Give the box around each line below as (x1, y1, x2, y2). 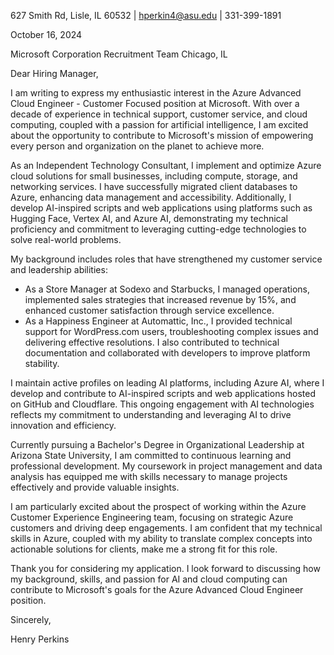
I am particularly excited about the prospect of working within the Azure (10, 501, 307, 512)
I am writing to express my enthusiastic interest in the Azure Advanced (10, 87, 302, 99)
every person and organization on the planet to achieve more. (10, 140, 265, 152)
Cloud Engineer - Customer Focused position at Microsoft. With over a (10, 98, 300, 109)
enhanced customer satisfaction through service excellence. (24, 305, 275, 316)
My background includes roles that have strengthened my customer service (10, 253, 323, 265)
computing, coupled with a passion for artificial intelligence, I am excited (10, 119, 309, 130)
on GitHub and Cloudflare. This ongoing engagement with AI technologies (10, 398, 315, 410)
